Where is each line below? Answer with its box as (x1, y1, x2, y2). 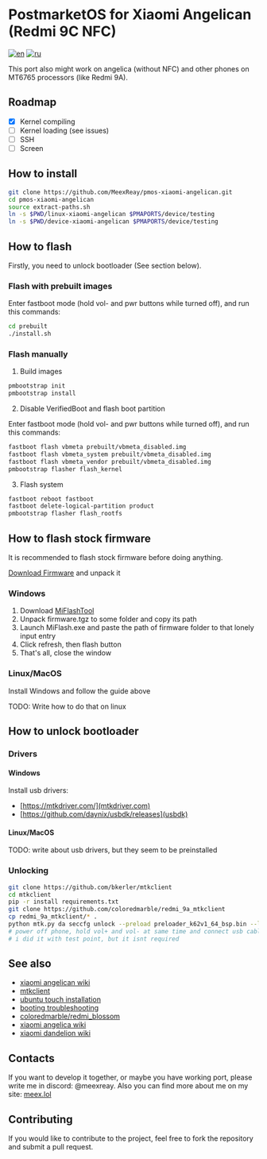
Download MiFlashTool (19, 606, 95, 616)
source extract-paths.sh (8, 203, 91, 211)
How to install (8, 167, 78, 180)
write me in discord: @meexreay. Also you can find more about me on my (8, 1081, 249, 1091)
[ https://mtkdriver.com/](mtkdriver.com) (19, 801, 151, 811)
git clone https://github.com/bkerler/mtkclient (8, 883, 172, 891)
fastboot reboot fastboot (8, 495, 94, 503)
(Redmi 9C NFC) (8, 22, 117, 41)
